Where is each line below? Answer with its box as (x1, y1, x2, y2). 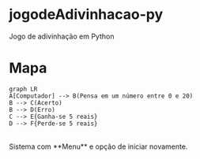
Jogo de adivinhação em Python (9, 31, 115, 41)
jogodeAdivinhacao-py (9, 6, 164, 24)
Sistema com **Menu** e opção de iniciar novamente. (9, 142, 188, 151)
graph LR (9, 85, 38, 93)
